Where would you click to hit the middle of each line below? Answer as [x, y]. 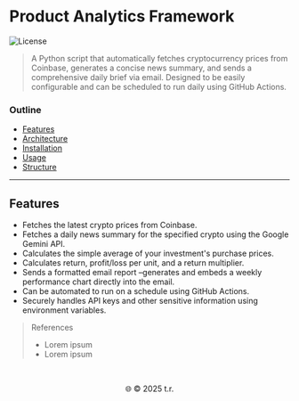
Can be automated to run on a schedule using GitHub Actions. [136, 291]
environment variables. [64, 310]
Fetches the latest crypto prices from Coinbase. [109, 225]
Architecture [45, 139]
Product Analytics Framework [122, 16]
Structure [39, 168]
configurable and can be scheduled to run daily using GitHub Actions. [159, 86]
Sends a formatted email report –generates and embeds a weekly [142, 273]
